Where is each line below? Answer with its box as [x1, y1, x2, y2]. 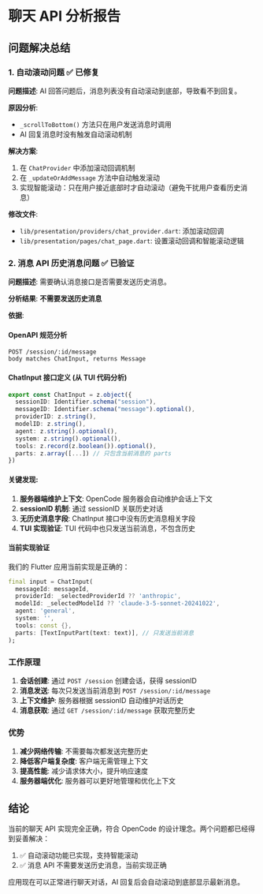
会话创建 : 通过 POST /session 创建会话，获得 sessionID [19, 675, 197, 685]
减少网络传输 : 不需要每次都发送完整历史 [19, 746, 148, 756]
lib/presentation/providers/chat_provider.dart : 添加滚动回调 [19, 226, 224, 235]
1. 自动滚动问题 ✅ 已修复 [8, 66, 100, 77]
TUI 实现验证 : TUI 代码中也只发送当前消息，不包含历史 [19, 523, 195, 533]
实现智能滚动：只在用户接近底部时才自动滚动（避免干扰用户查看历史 [19, 182, 241, 192]
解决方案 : [8, 146, 39, 155]
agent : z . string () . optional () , [15, 427, 118, 435]
